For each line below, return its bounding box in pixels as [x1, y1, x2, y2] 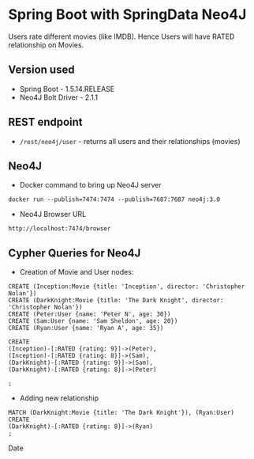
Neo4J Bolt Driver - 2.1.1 [19, 93, 99, 102]
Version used [8, 63, 75, 77]
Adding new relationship [19, 393, 99, 403]
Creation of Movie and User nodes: [19, 267, 134, 277]
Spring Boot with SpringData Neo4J [8, 6, 247, 24]
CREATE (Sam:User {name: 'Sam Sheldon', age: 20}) [8, 317, 178, 325]
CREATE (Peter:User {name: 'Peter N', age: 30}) [8, 310, 171, 318]
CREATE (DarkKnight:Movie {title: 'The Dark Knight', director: [8, 297, 224, 305]
